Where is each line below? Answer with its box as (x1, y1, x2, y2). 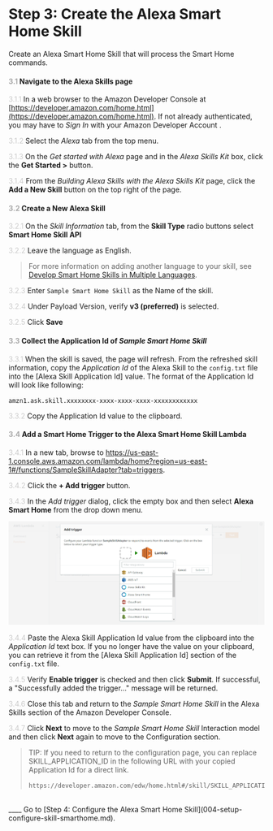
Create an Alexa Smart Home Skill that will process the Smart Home (8, 49, 235, 58)
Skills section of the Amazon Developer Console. (8, 708, 172, 717)
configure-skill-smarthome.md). (8, 813, 116, 823)
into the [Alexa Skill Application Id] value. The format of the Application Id (8, 371, 254, 381)
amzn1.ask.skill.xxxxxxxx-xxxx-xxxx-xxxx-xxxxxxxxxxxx (8, 396, 198, 405)
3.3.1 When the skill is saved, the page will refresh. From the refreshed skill (8, 354, 258, 364)
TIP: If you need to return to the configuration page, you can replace (28, 747, 258, 757)
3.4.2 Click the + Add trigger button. (8, 480, 131, 490)
